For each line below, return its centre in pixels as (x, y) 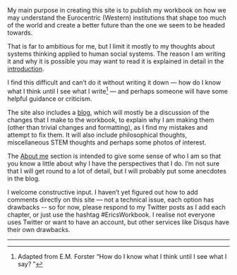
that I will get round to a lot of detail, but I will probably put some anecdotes (117, 171)
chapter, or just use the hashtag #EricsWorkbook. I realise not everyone (111, 214)
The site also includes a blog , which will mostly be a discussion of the (109, 112)
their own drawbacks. (39, 229)
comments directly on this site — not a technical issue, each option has (111, 200)
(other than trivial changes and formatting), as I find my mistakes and (108, 127)
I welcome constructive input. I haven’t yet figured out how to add (103, 192)
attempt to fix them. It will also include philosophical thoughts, (97, 135)
